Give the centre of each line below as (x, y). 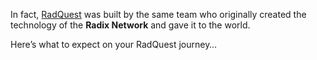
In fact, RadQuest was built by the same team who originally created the (158, 14)
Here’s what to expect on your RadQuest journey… (114, 44)
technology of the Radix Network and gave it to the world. (130, 25)
